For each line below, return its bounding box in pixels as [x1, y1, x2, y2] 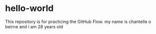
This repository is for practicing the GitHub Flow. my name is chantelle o [5, 19, 152, 24]
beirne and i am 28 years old [5, 23, 63, 29]
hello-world [5, 3, 54, 14]
